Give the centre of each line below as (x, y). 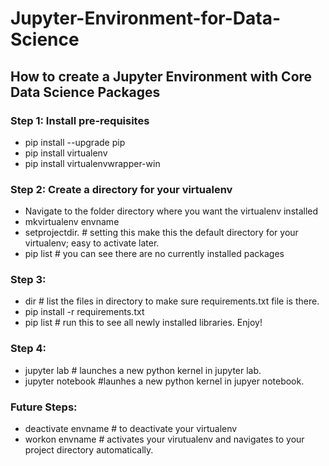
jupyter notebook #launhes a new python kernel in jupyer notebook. (164, 381)
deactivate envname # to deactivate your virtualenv (131, 429)
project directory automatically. (89, 450)
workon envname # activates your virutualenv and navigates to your (164, 439)
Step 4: (28, 349)
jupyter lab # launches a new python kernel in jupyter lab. (143, 370)
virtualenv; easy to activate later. (92, 243)
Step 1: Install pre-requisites (80, 120)
